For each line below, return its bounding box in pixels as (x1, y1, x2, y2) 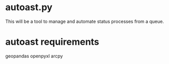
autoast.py (5, 2, 53, 13)
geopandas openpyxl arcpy (5, 53, 63, 59)
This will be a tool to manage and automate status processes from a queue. (5, 18, 164, 24)
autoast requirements (5, 36, 99, 48)
